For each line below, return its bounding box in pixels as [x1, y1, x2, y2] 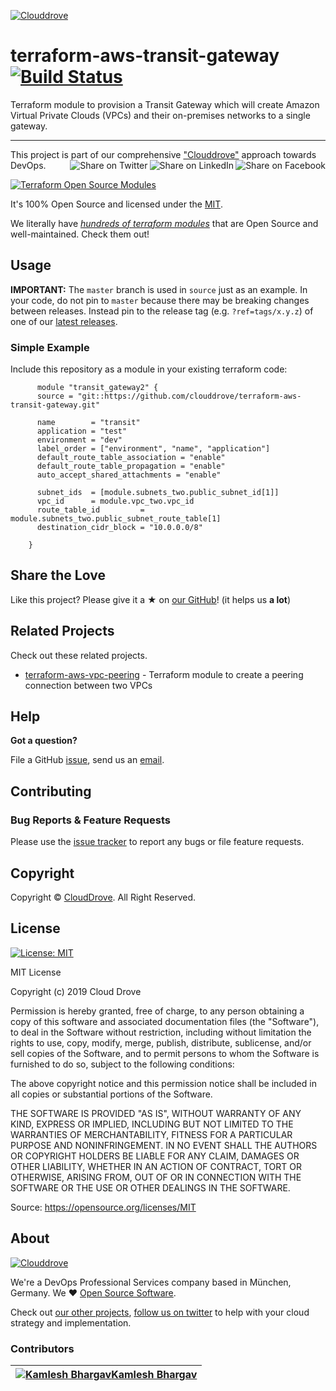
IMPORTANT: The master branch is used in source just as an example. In [10, 283, 308, 295]
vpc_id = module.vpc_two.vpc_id [36, 496, 195, 507]
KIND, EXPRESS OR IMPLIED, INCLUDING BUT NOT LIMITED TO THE [10, 1118, 294, 1130]
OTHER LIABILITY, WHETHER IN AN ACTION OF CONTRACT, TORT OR [10, 1160, 302, 1172]
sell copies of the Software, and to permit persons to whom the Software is [10, 1047, 320, 1059]
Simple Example [10, 340, 90, 354]
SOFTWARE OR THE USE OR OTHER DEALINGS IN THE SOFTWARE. [10, 1181, 291, 1194]
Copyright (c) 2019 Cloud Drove [10, 985, 142, 997]
